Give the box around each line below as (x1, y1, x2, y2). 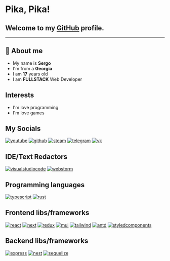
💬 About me (5, 47, 43, 55)
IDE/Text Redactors (5, 152, 68, 161)
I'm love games (12, 110, 45, 116)
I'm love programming (12, 104, 59, 110)
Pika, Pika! (5, 4, 51, 15)
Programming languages (5, 181, 85, 189)
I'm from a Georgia (12, 65, 53, 71)
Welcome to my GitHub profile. (5, 24, 105, 32)
